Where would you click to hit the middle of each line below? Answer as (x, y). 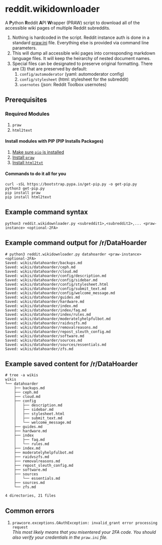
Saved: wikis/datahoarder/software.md (45, 336)
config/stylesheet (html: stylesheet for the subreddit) (74, 79)
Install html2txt (27, 162)
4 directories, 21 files (30, 496)
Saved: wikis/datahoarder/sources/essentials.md (56, 345)
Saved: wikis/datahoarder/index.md (41, 306)
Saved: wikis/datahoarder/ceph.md (40, 267)
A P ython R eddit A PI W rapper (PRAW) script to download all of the (72, 23)
